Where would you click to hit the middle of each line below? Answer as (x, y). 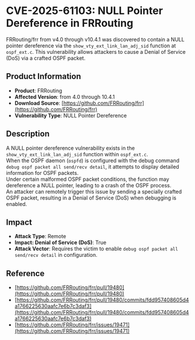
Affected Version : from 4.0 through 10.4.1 (65, 97)
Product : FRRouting (38, 90)
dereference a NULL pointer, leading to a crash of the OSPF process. (89, 185)
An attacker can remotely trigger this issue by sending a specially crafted (94, 191)
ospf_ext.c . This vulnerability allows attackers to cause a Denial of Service (96, 51)
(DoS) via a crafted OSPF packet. (46, 58)
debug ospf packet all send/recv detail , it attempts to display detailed (93, 166)
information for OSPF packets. (42, 173)
